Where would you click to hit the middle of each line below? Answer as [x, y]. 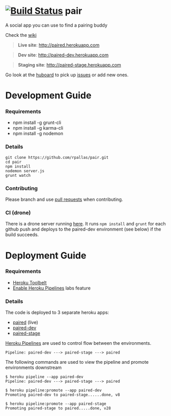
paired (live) [25, 322]
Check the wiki [21, 35]
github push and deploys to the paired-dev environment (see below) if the [83, 229]
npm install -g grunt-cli [37, 122]
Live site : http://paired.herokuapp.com [59, 45]
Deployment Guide [46, 255]
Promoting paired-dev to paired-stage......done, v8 [63, 395]
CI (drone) [18, 213]
